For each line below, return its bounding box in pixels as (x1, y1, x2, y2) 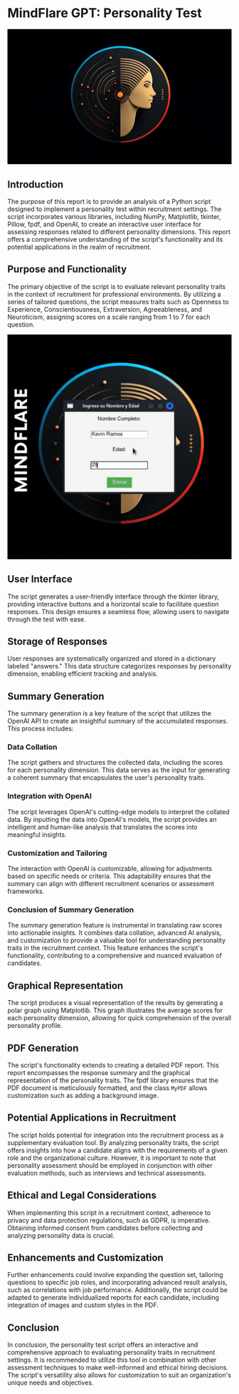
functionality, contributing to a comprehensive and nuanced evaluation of (7, 951, 223, 960)
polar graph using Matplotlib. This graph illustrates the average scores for (7, 1006, 223, 1014)
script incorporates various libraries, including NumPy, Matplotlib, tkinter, (7, 212, 221, 220)
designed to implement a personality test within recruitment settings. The (7, 205, 222, 213)
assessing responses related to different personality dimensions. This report (7, 227, 231, 236)
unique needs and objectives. (7, 1378, 94, 1387)
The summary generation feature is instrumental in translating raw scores (7, 921, 223, 930)
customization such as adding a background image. (7, 1092, 159, 1099)
